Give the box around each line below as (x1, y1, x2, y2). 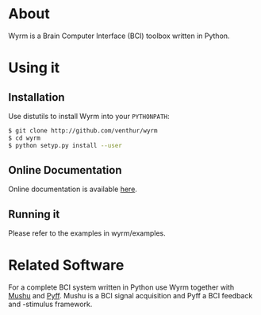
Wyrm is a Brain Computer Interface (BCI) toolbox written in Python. (8, 31, 230, 40)
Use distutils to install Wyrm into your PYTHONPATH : (8, 111, 170, 121)
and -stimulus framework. (8, 299, 93, 309)
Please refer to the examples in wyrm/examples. (8, 229, 167, 238)
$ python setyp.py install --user (8, 141, 123, 149)
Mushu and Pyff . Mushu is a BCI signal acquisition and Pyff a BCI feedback (8, 291, 253, 301)
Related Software (8, 256, 125, 275)
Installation (8, 90, 65, 104)
